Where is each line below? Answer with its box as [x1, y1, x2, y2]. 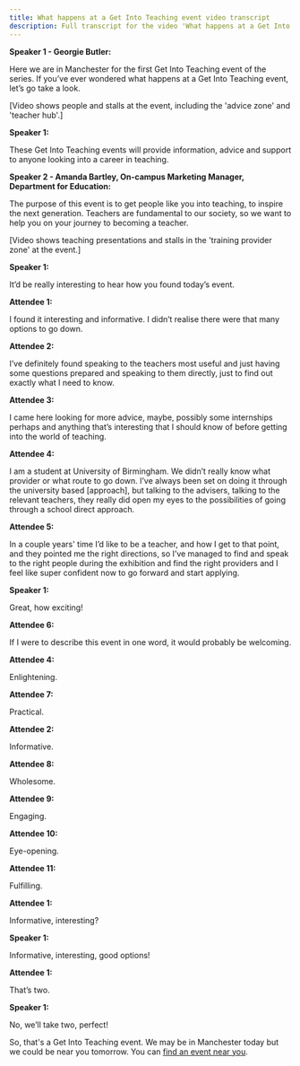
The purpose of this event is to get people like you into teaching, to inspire [9, 198, 284, 209]
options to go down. [9, 323, 83, 334]
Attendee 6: [9, 619, 55, 630]
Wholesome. [9, 775, 56, 786]
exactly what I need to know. [9, 377, 115, 388]
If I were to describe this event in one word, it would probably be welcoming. [9, 636, 292, 647]
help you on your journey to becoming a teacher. [9, 217, 189, 228]
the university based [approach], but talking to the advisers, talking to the [9, 485, 280, 495]
